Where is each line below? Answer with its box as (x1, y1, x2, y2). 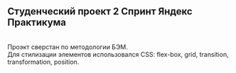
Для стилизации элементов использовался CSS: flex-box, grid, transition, (7, 50, 229, 58)
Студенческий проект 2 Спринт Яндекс (7, 6, 193, 18)
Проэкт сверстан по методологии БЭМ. (7, 42, 128, 51)
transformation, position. (7, 58, 80, 66)
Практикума (7, 17, 66, 29)
